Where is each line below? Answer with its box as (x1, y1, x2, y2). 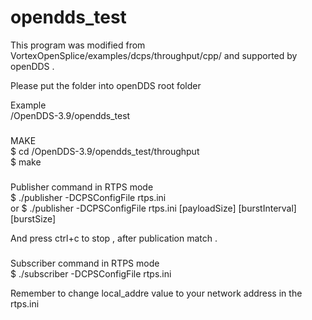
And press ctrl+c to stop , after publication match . (10, 232, 218, 244)
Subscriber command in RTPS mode (10, 257, 160, 269)
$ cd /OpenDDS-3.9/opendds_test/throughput (10, 145, 200, 157)
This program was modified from (10, 39, 146, 51)
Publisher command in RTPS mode (10, 181, 154, 193)
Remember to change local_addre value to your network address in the (10, 287, 303, 299)
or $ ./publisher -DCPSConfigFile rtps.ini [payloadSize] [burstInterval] (10, 202, 297, 214)
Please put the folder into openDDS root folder (10, 79, 202, 91)
